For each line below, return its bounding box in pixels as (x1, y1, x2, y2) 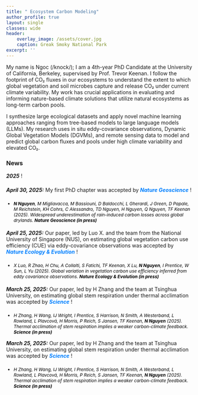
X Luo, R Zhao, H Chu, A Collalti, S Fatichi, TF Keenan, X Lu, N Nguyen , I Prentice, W (14, 262, 189, 268)
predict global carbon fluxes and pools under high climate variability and (6, 137, 183, 145)
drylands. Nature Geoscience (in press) (14, 217, 98, 224)
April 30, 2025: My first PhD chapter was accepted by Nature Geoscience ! (6, 187, 192, 194)
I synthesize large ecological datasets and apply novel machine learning (6, 113, 181, 120)
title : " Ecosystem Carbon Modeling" (6, 8, 99, 15)
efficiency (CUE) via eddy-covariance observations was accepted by (6, 242, 174, 249)
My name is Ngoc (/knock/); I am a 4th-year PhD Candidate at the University (6, 63, 193, 70)
